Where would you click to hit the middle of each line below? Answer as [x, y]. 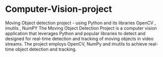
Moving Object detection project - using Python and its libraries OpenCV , [81, 23]
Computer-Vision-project [59, 9]
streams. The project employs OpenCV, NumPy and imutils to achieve [76, 44]
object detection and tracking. [46, 49]
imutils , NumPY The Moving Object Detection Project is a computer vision [81, 28]
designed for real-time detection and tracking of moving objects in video [80, 39]
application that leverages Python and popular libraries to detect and [75, 33]
